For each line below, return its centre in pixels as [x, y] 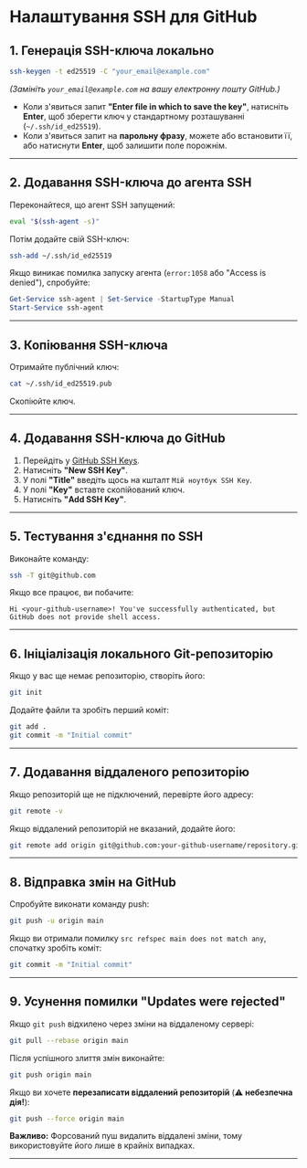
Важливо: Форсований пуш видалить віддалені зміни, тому [126, 1136]
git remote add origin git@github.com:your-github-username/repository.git [157, 845]
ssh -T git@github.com [53, 575]
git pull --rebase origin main [69, 1040]
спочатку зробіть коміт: [56, 948]
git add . [28, 727]
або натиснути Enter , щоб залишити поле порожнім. [125, 145]
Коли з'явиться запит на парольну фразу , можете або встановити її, [158, 135]
